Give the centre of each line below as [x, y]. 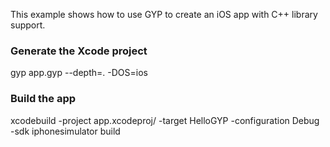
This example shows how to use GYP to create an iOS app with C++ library [164, 14]
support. [28, 25]
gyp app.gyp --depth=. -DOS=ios [79, 73]
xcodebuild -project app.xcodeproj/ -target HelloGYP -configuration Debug [165, 120]
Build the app [43, 99]
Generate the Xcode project [79, 51]
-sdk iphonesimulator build [65, 131]
